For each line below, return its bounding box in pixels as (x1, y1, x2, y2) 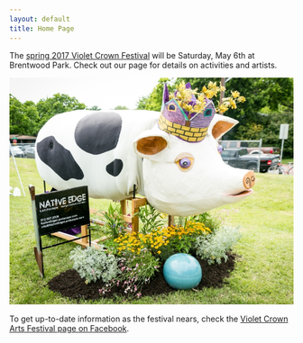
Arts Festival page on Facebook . (9, 322, 130, 333)
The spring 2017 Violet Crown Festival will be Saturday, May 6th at (9, 50, 255, 60)
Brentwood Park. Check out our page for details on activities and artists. (9, 59, 278, 70)
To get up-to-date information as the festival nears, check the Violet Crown (9, 313, 289, 324)
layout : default (9, 14, 70, 23)
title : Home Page (9, 23, 75, 33)
